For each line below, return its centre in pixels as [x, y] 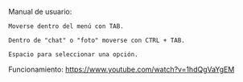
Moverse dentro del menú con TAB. [66, 27]
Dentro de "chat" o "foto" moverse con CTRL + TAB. [97, 40]
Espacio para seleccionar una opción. [73, 55]
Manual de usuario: [40, 12]
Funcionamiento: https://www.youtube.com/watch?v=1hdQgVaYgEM [121, 69]
